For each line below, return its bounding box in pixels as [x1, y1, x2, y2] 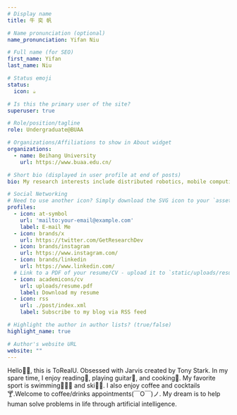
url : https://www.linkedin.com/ [20, 263, 115, 270]
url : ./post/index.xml [20, 302, 87, 309]
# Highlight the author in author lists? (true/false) [7, 321, 172, 328]
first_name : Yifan [7, 56, 61, 63]
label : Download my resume [20, 289, 99, 296]
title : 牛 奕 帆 [7, 17, 52, 24]
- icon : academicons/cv [13, 275, 83, 283]
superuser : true [7, 107, 55, 114]
